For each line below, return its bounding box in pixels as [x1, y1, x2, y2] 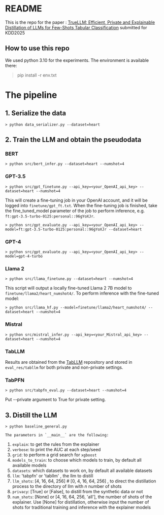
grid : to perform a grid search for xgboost [12, 452, 97, 458]
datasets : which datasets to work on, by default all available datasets [12, 468, 153, 473]
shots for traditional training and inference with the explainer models [12, 505, 151, 511]
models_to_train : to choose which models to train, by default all [12, 457, 142, 463]
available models [12, 463, 47, 469]
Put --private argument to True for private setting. [5, 396, 106, 403]
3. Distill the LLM [5, 411, 58, 419]
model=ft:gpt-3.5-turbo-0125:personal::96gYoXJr [5, 227, 107, 232]
